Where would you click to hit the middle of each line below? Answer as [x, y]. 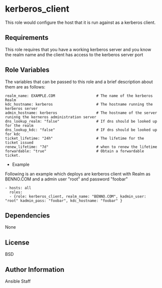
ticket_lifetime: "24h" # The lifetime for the [75, 138]
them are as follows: [25, 87]
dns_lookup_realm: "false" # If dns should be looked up [81, 121]
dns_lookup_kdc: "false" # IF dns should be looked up [81, 130]
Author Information [35, 269]
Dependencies [27, 215]
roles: [16, 192]
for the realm [19, 126]
